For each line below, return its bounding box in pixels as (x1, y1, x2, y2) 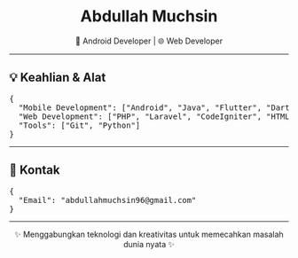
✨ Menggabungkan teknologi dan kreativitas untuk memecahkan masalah (14, 229, 284, 239)
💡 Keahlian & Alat (9, 70, 106, 85)
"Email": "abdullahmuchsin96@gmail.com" (18, 195, 197, 205)
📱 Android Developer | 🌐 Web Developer (74, 35, 223, 46)
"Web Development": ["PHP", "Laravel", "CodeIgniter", (18, 111, 263, 121)
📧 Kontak (9, 162, 60, 178)
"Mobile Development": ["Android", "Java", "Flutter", (18, 102, 263, 113)
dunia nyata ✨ (122, 238, 175, 249)
